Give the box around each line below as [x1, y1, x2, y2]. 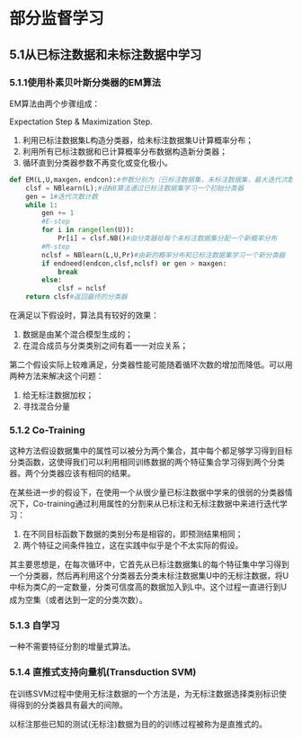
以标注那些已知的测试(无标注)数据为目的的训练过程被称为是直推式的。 [9, 718, 268, 729]
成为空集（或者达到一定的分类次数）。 [9, 595, 147, 606]
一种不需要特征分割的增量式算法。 [9, 641, 136, 652]
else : [41, 275, 63, 284]
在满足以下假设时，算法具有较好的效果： [9, 310, 159, 320]
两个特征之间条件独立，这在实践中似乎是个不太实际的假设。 [22, 540, 244, 551]
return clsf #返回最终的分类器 [25, 292, 128, 301]
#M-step [41, 242, 70, 251]
